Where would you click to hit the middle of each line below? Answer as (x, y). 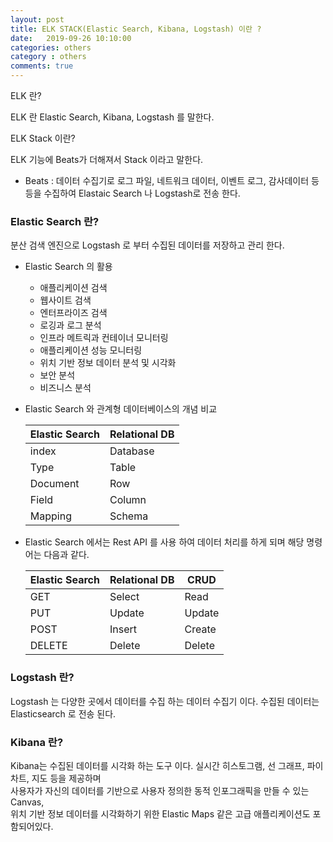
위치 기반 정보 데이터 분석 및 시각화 (108, 363)
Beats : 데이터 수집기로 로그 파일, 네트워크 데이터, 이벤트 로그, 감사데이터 (167, 180)
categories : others (51, 47)
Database (132, 451)
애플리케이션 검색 (73, 288)
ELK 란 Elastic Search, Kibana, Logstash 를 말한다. (112, 117)
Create (200, 629)
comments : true (42, 66)
